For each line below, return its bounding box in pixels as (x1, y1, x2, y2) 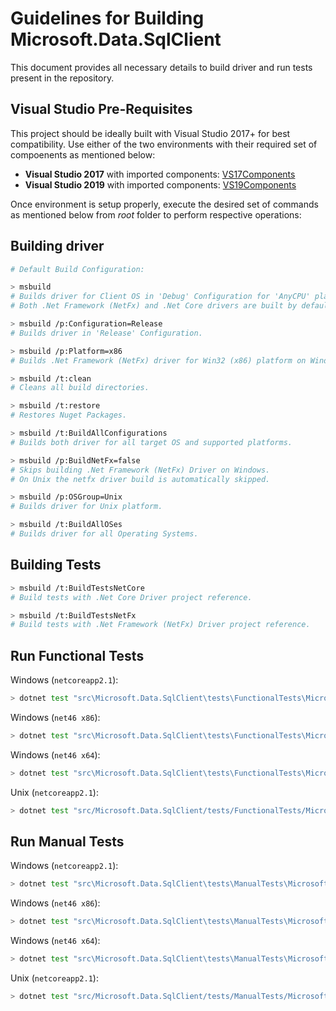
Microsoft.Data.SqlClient (10, 28, 222, 51)
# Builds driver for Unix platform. (10, 502, 163, 512)
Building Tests (10, 557, 102, 574)
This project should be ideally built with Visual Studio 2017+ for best (10, 127, 291, 139)
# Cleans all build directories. (10, 383, 150, 393)
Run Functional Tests (10, 647, 145, 664)
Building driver (10, 238, 105, 255)
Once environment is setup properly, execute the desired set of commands (10, 198, 319, 210)
